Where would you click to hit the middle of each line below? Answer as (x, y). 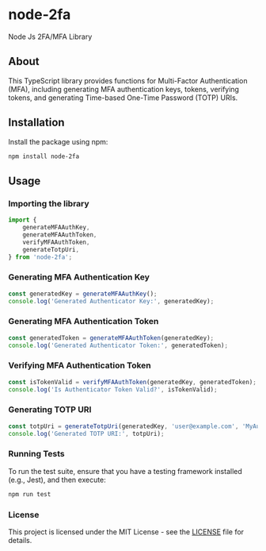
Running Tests (36, 454)
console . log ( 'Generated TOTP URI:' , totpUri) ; (86, 433)
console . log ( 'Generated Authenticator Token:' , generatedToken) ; (118, 345)
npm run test (30, 494)
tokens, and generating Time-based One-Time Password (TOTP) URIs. (123, 98)
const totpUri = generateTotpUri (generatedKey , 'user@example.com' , (123, 426)
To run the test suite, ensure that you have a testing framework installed (125, 471)
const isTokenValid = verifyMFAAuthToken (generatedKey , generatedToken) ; (133, 382)
